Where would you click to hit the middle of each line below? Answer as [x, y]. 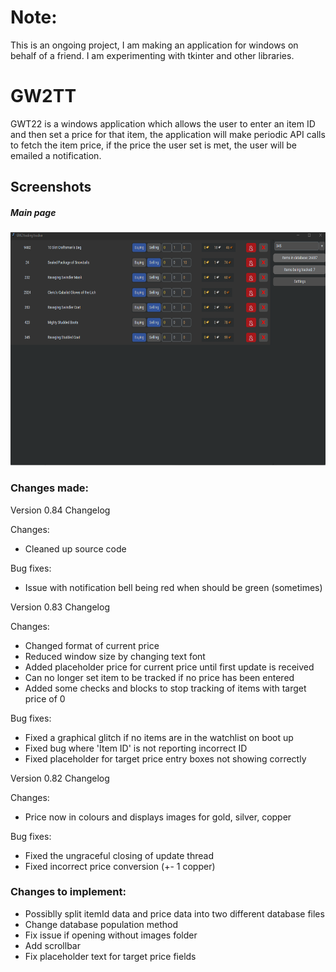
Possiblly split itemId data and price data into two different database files [174, 913]
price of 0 [45, 698]
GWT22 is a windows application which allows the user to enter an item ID [163, 123]
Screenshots [51, 187]
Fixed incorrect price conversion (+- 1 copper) [120, 866]
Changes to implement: [68, 892]
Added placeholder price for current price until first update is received [169, 667]
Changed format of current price [92, 645]
